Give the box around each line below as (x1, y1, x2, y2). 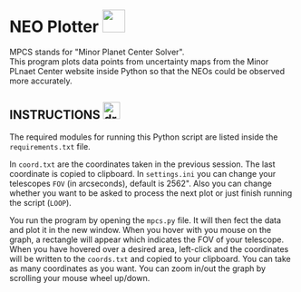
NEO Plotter (9, 16, 100, 37)
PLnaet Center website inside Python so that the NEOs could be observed (9, 65, 286, 76)
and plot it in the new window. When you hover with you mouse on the (9, 224, 272, 235)
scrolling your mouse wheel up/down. (9, 272, 150, 283)
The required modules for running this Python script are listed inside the (9, 131, 278, 142)
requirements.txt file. (9, 141, 91, 151)
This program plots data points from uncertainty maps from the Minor (9, 55, 269, 67)
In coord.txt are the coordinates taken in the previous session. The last (9, 159, 276, 170)
